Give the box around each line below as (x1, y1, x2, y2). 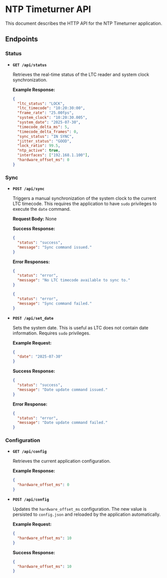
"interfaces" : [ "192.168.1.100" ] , (17, 153, 90, 158)
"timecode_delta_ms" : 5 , (17, 124, 70, 129)
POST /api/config (12, 497, 49, 502)
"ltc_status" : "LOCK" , (17, 101, 65, 106)
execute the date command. (12, 206, 71, 212)
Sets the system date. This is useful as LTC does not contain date (12, 324, 149, 330)
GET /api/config (12, 449, 47, 454)
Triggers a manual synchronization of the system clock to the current (12, 196, 156, 202)
